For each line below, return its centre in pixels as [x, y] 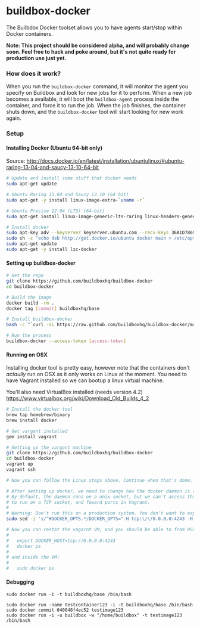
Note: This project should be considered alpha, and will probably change [98, 45]
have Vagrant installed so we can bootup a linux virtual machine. [85, 380]
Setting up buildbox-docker [41, 263]
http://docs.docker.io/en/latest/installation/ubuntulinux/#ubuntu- [105, 161]
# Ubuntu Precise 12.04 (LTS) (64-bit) [56, 211]
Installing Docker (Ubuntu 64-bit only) [54, 148]
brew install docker [32, 420]
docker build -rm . [30, 303]
